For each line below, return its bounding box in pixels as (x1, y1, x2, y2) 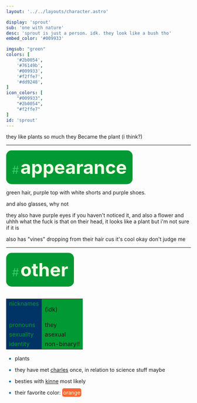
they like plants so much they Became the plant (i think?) (6, 133, 142, 140)
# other (12, 258, 69, 281)
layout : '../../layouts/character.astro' (6, 8, 109, 15)
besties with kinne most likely (14, 378, 86, 385)
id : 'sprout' (6, 117, 38, 123)
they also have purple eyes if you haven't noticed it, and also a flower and (6, 212, 184, 219)
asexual (45, 330, 66, 338)
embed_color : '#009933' (6, 36, 64, 42)
